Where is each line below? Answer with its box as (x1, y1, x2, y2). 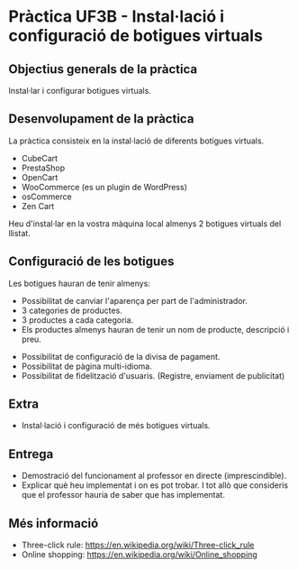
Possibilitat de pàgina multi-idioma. (21, 361, 152, 372)
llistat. (8, 227, 31, 238)
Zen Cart (21, 200, 55, 211)
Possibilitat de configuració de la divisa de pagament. (21, 351, 221, 362)
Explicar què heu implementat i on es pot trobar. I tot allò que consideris (21, 480, 289, 491)
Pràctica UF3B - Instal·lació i (8, 6, 225, 27)
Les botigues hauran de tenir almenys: (8, 278, 150, 289)
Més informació (8, 516, 99, 531)
